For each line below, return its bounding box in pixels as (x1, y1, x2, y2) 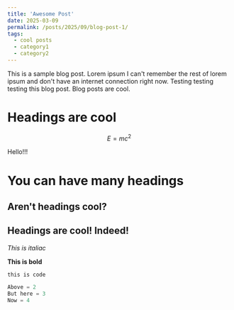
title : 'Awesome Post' (7, 10, 74, 18)
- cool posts (13, 37, 52, 44)
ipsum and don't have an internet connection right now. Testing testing (7, 77, 214, 85)
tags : (7, 30, 23, 38)
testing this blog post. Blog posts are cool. (7, 84, 130, 93)
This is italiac (7, 243, 46, 252)
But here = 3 (7, 290, 46, 297)
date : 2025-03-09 (7, 17, 59, 24)
